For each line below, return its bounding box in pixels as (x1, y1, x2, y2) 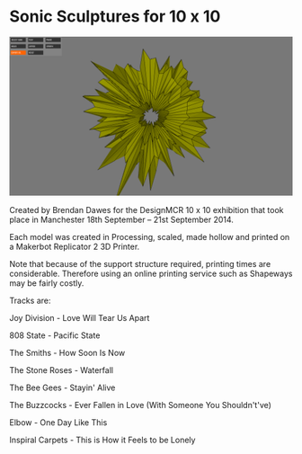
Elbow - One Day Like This (9, 417, 108, 428)
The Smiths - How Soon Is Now (9, 348, 126, 359)
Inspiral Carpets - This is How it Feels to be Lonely (9, 434, 196, 446)
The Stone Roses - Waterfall (9, 365, 114, 376)
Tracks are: (9, 295, 51, 307)
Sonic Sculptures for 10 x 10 (9, 6, 221, 27)
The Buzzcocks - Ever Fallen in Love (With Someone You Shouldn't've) (9, 400, 272, 411)
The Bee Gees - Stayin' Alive (9, 382, 116, 393)
